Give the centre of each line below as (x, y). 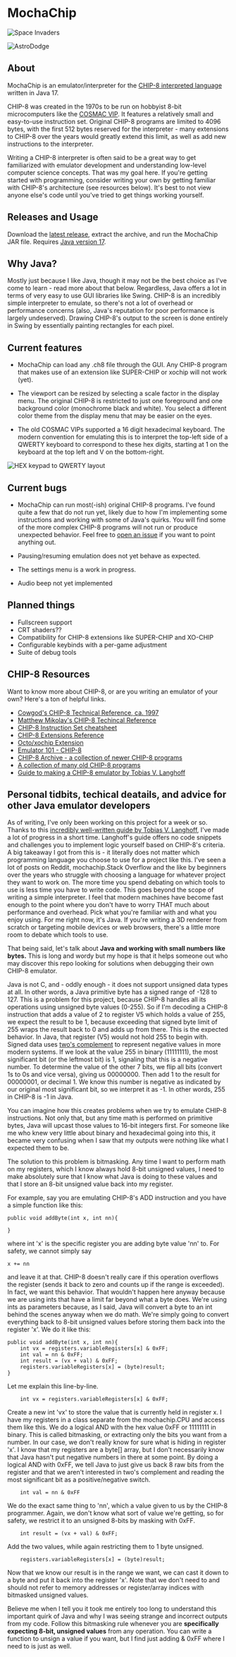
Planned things (41, 605)
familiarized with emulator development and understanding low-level (107, 165)
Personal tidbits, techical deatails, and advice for (117, 795)
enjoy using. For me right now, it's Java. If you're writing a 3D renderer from (117, 920)
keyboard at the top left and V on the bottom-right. (91, 452)
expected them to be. (38, 1148)
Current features (45, 348)
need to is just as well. (39, 1646)
